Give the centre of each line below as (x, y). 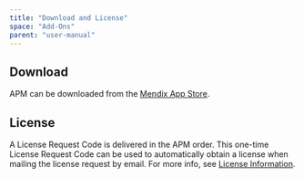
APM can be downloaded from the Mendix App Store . (110, 94)
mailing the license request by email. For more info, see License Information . (152, 164)
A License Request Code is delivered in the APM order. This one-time (139, 144)
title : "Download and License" (69, 18)
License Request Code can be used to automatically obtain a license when (149, 154)
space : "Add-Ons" (42, 26)
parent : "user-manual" (52, 35)
